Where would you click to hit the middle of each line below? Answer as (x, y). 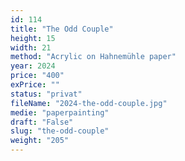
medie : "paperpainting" (60, 112)
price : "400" (37, 76)
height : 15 (33, 38)
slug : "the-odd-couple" (60, 131)
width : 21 (31, 47)
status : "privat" (46, 94)
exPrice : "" (35, 85)
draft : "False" (42, 122)
